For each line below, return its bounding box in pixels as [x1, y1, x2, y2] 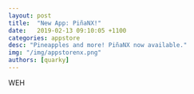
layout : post [8, 11, 52, 20]
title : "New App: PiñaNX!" [8, 19, 102, 27]
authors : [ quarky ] [8, 57, 69, 65]
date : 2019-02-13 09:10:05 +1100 [8, 26, 127, 34]
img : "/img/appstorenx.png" [8, 49, 102, 57]
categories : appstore [8, 33, 81, 42]
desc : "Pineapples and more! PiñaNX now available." [8, 41, 188, 49]
